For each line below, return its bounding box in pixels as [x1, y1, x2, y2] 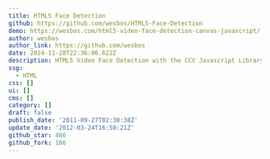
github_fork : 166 [8, 138, 67, 147]
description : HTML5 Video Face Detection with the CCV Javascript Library [8, 57, 264, 65]
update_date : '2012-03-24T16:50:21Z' [8, 124, 135, 132]
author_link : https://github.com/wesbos [8, 42, 146, 50]
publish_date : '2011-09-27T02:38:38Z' [8, 116, 138, 124]
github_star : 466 [8, 131, 67, 139]
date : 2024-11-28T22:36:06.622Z [8, 49, 117, 57]
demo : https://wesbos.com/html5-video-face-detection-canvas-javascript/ [8, 26, 261, 35]
